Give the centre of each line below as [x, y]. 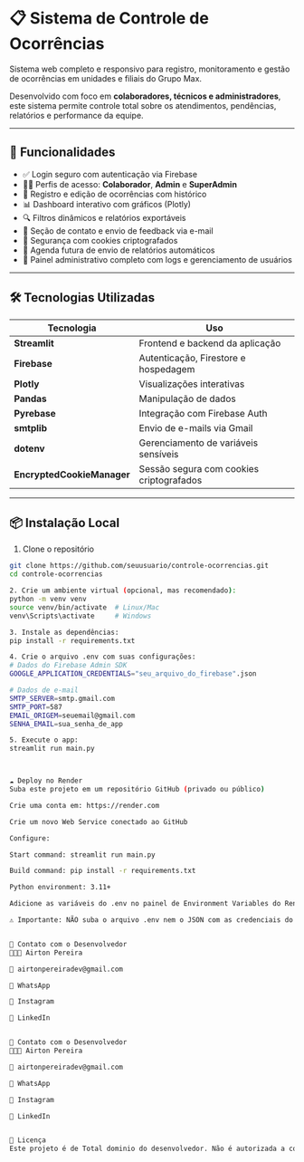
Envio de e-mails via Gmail [196, 427]
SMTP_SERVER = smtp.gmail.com [62, 698]
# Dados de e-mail [44, 690]
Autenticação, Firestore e [192, 358]
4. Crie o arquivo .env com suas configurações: [103, 657]
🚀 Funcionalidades [62, 153]
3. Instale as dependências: [64, 632]
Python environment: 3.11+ [60, 888]
